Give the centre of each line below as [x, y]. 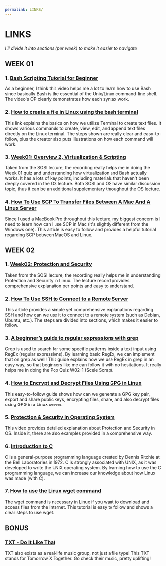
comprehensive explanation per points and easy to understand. [70, 286]
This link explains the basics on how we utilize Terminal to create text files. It [83, 123]
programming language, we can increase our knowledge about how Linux [80, 473]
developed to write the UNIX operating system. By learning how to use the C [83, 468]
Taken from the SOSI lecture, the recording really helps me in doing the [78, 167]
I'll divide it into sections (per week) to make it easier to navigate [71, 48]
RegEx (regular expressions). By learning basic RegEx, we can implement [80, 354]
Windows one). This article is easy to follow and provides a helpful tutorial [81, 230]
